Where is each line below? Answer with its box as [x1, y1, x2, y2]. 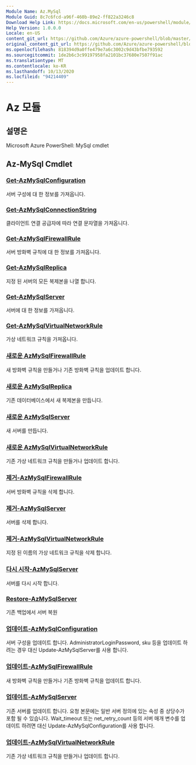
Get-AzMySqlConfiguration [6, 176, 86, 185]
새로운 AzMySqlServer [6, 412, 70, 421]
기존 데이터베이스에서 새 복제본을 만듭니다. [6, 397, 103, 404]
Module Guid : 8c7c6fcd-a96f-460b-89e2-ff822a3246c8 [6, 14, 134, 20]
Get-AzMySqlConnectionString [6, 206, 97, 214]
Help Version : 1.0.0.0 [6, 25, 61, 31]
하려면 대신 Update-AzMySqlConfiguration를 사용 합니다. [21, 722, 155, 729]
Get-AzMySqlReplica [6, 264, 67, 272]
